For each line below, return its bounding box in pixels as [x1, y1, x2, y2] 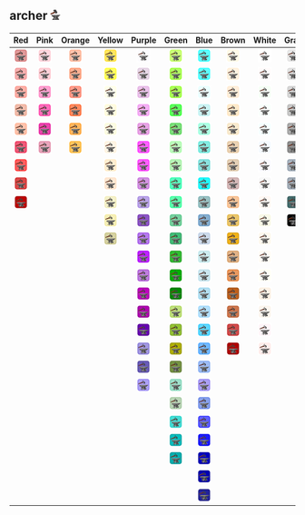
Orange [60, 35, 91, 45]
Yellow [97, 35, 124, 45]
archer [9, 8, 48, 24]
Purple [131, 35, 157, 45]
